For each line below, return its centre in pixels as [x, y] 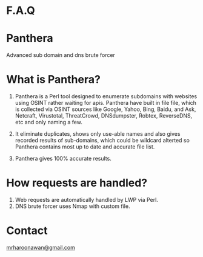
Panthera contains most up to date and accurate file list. [85, 147]
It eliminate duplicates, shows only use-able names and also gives [98, 134]
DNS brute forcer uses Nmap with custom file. [72, 206]
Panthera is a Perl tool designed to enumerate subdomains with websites [106, 96]
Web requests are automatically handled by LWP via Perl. [87, 200]
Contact [27, 231]
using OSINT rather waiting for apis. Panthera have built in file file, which [106, 103]
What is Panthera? [54, 80]
